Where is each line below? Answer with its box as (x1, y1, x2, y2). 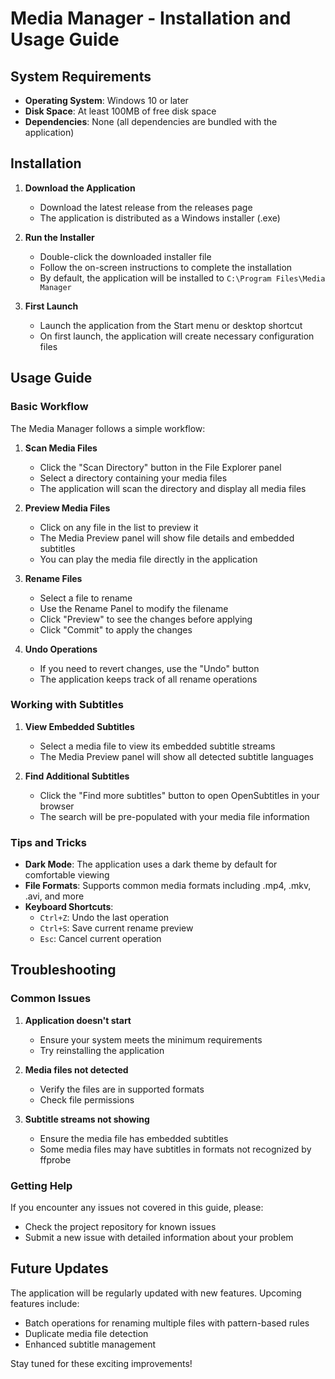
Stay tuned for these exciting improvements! (10, 1357, 193, 1369)
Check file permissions (39, 1093, 135, 1106)
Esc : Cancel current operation (39, 933, 162, 945)
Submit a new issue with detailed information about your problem (24, 1232, 294, 1244)
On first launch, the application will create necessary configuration (39, 330, 315, 342)
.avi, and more (24, 890, 85, 902)
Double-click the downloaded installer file (39, 250, 212, 262)
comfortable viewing (24, 869, 110, 881)
